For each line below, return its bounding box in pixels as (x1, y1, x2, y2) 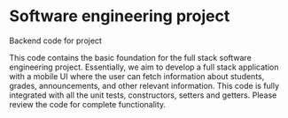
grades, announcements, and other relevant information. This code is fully (9, 80, 280, 91)
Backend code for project (9, 35, 102, 46)
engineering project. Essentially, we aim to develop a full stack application (9, 62, 279, 72)
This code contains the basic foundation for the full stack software (9, 52, 253, 63)
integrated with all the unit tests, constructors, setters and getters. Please (9, 90, 277, 100)
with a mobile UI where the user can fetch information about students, (9, 70, 265, 81)
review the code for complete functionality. (9, 99, 167, 109)
